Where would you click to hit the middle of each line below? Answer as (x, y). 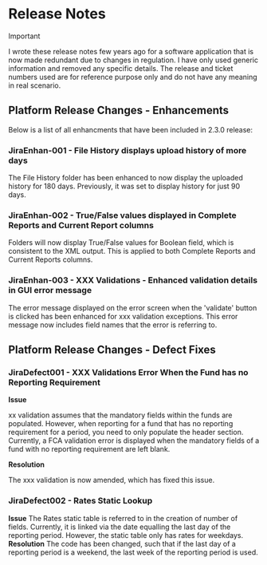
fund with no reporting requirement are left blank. (89, 449)
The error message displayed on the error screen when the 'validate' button (133, 307)
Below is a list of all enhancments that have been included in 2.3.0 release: (131, 129)
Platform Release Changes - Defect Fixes (112, 350)
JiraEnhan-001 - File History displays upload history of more (128, 150)
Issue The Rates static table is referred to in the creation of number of (123, 518)
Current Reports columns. (51, 259)
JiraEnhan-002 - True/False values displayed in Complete (122, 215)
